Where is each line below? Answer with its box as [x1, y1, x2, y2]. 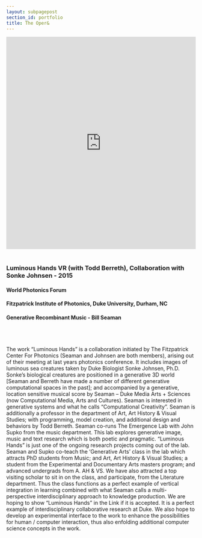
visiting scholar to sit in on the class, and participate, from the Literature [6, 474, 185, 481]
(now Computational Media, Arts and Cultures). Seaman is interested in [6, 396, 182, 404]
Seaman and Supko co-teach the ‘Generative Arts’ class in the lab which [6, 448, 186, 455]
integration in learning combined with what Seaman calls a [6, 486, 151, 493]
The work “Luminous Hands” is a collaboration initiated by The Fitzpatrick [6, 345, 189, 352]
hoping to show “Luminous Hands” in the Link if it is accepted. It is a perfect [6, 499, 194, 506]
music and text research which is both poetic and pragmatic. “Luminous [6, 435, 185, 442]
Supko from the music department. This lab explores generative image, [6, 428, 182, 436]
